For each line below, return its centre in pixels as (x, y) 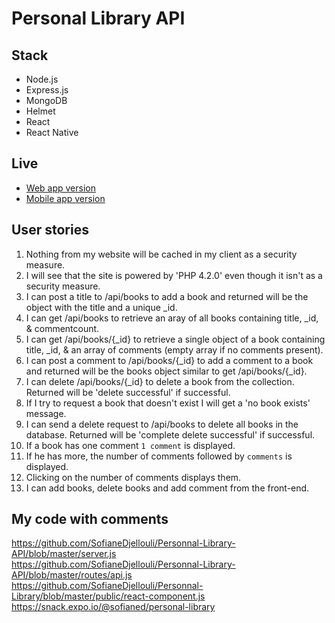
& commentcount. (62, 328)
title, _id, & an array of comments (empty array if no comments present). (174, 349)
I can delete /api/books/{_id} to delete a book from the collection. (160, 381)
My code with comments (90, 519)
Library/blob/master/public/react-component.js (108, 596)
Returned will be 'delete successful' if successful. (128, 392)
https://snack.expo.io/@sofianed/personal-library (113, 607)
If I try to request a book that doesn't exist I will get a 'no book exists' (168, 403)
